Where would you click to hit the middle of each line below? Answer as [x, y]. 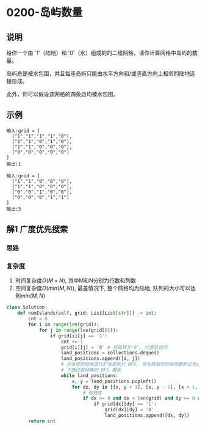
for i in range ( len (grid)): [64, 324]
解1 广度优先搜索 [37, 229]
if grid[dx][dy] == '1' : [125, 404]
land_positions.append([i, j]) [100, 359]
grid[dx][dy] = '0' [129, 410]
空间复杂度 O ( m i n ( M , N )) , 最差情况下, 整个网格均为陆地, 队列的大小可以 [103, 288]
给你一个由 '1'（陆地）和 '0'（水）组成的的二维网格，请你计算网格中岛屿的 [99, 53]
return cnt [42, 421]
